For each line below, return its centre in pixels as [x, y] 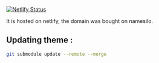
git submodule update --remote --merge [57, 54]
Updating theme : [40, 40]
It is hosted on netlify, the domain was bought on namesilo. [79, 21]
